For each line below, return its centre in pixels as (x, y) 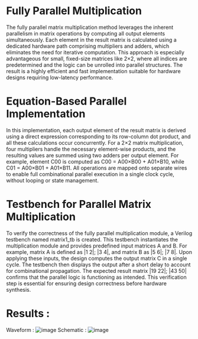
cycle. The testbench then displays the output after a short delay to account (98, 265)
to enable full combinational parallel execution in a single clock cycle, (90, 174)
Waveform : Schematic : (46, 330)
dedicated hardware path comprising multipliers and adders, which (88, 46)
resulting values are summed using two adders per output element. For (92, 155)
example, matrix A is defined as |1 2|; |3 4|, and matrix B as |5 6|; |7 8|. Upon (99, 252)
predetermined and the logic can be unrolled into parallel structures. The (95, 65)
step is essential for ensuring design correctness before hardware (87, 283)
